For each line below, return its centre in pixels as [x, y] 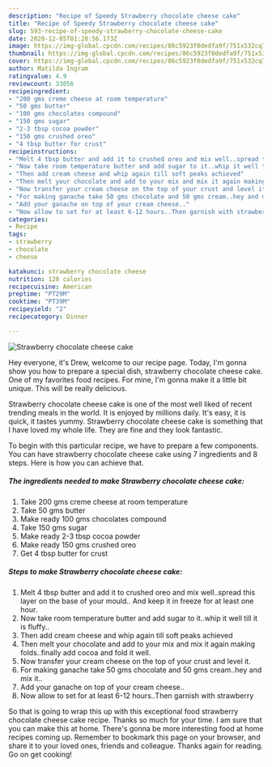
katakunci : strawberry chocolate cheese [78, 271]
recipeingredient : [39, 91]
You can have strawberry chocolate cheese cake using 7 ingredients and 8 [133, 454]
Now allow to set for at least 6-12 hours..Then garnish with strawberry [137, 695]
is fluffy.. [35, 626]
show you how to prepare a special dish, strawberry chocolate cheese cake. [136, 371]
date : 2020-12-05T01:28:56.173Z [63, 38]
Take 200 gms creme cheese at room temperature [104, 501]
